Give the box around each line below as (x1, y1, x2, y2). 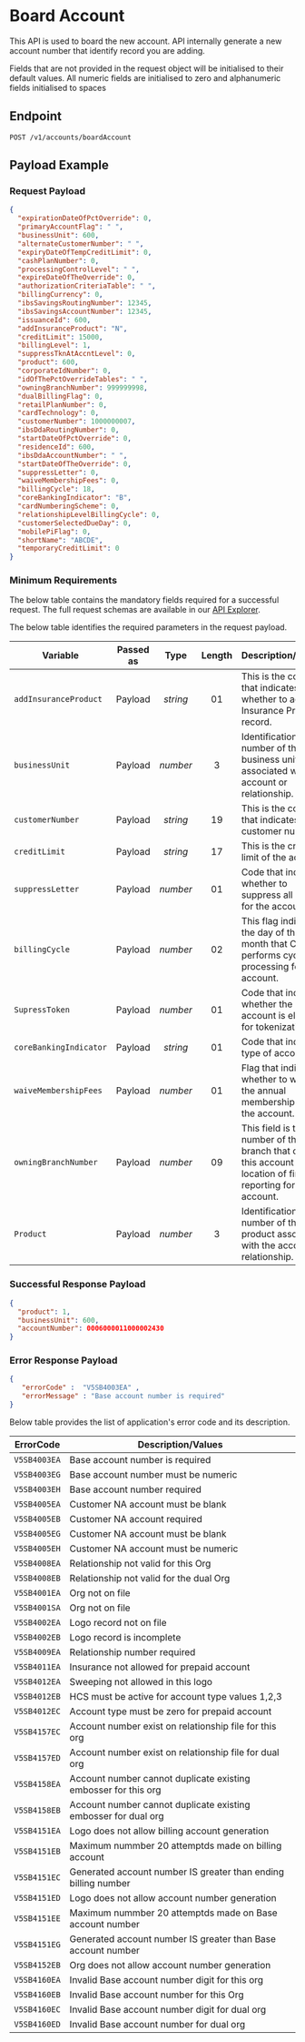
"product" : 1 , (17, 1307, 71, 1316)
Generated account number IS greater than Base (69, 1932, 277, 1945)
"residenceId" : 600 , (17, 442, 95, 452)
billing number (69, 1876, 131, 1889)
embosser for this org (69, 1783, 162, 1796)
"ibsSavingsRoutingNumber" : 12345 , (17, 299, 152, 308)
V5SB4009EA (14, 1647, 61, 1657)
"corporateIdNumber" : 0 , (17, 366, 112, 376)
